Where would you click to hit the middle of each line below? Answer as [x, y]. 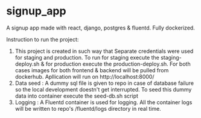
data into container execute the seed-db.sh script [77, 96]
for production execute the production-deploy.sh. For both [118, 64]
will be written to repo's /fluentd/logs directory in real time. [88, 108]
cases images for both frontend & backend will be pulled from [92, 70]
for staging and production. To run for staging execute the [87, 57]
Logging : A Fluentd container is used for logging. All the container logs [104, 102]
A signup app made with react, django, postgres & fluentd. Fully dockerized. [101, 28]
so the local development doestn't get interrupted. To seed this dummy [103, 89]
